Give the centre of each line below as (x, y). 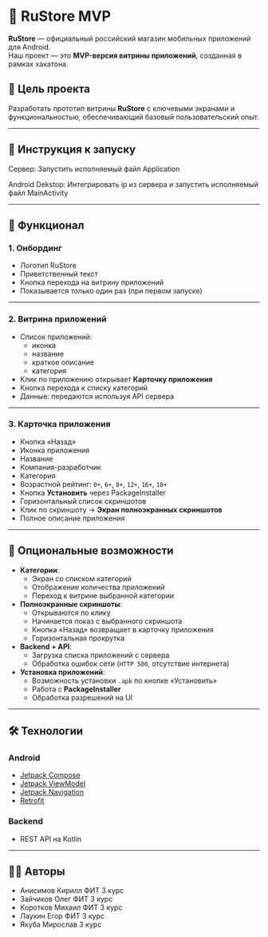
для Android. (30, 46)
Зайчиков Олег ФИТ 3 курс (66, 899)
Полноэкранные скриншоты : (71, 604)
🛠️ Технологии (46, 731)
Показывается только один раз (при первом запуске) (111, 291)
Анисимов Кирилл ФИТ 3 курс (72, 891)
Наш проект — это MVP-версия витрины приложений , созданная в (125, 55)
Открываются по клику (71, 612)
